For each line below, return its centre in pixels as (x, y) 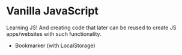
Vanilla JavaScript (53, 11)
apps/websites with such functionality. (54, 33)
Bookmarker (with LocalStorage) (55, 45)
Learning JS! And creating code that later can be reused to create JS (91, 27)
